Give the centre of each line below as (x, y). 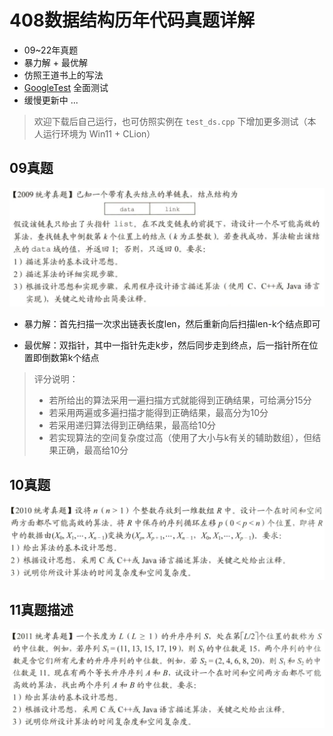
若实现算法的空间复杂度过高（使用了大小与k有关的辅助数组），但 (180, 438)
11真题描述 (41, 610)
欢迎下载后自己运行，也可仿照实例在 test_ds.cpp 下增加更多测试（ (170, 121)
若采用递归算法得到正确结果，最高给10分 (132, 425)
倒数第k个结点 (70, 358)
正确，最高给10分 (93, 450)
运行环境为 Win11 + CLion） (99, 133)
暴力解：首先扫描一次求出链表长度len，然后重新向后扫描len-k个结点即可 (172, 324)
